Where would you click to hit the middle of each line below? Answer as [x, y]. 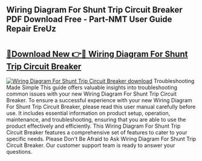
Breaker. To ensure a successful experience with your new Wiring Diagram [99, 100]
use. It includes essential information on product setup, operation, [88, 113]
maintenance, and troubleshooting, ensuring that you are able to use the [96, 120]
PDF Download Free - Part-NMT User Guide [89, 20]
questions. [19, 152]
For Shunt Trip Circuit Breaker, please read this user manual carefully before [101, 107]
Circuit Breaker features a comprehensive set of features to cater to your [97, 132]
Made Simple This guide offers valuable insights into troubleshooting [92, 87]
